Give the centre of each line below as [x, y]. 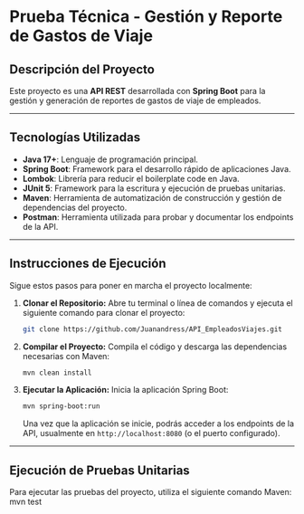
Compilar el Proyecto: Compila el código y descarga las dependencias [155, 347]
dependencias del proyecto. [75, 207]
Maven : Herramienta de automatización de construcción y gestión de [152, 197]
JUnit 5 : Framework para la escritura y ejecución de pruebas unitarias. [154, 188]
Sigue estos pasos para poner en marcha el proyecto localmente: [131, 285]
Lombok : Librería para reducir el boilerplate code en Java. [131, 178]
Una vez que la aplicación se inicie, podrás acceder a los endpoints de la [158, 424]
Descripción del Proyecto [82, 69]
